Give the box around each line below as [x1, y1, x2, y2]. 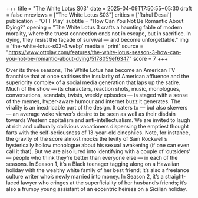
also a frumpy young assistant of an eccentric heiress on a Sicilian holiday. [6, 186, 187, 192]
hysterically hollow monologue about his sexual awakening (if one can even [6, 141, 190, 148]
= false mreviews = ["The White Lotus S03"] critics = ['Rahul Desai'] [6, 11, 172, 18]
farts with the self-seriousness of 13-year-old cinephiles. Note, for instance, [6, 129, 190, 136]
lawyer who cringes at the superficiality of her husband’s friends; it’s [20, 179, 187, 186]
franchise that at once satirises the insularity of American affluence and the [6, 73, 190, 80]
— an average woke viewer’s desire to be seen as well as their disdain [6, 110, 176, 117]
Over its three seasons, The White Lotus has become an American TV [6, 67, 176, 73]
